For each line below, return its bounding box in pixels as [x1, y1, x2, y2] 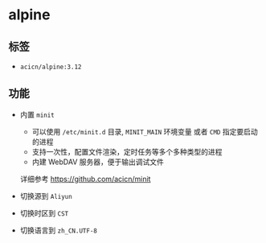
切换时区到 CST [19, 208, 69, 218]
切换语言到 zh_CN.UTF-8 [19, 225, 98, 235]
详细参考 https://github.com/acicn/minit [19, 174, 151, 183]
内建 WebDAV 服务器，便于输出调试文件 [31, 157, 165, 167]
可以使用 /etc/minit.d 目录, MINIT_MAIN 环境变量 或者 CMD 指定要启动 [31, 126, 259, 136]
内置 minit [19, 109, 55, 119]
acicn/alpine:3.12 [19, 63, 82, 71]
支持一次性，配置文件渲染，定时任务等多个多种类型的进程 [31, 146, 223, 156]
